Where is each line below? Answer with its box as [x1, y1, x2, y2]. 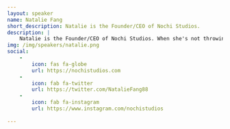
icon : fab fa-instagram [31, 99, 99, 106]
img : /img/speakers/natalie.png [7, 42, 99, 48]
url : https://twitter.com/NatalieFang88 [31, 86, 149, 93]
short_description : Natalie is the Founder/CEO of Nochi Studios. [7, 23, 201, 29]
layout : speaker [7, 10, 53, 17]
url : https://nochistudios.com [31, 67, 121, 74]
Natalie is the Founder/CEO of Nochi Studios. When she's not [19, 35, 201, 42]
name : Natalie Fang [7, 16, 63, 23]
